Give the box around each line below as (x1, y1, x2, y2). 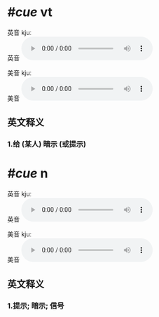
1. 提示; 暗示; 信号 (7, 301, 64, 311)
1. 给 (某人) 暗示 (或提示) (7, 140, 86, 149)
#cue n (7, 166, 48, 182)
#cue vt (7, 4, 53, 20)
